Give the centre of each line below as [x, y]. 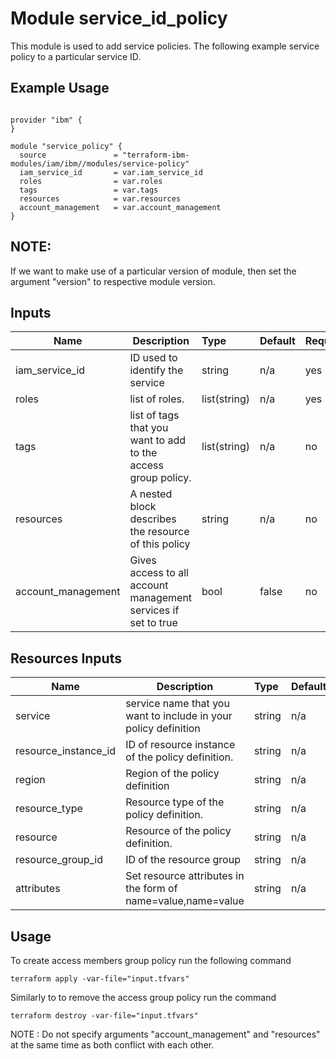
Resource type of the [175, 802]
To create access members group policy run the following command [151, 960]
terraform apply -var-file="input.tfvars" [100, 979]
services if [154, 610]
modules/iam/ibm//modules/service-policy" [100, 163]
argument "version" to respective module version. [113, 281]
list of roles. [157, 399]
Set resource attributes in [185, 876]
